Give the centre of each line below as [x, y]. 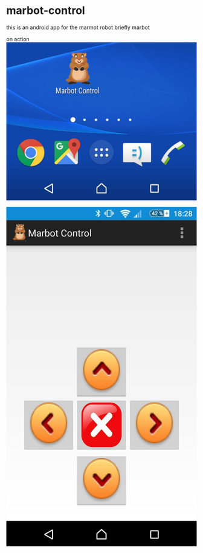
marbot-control [46, 11]
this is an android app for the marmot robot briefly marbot [78, 27]
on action [18, 39]
